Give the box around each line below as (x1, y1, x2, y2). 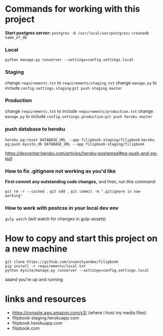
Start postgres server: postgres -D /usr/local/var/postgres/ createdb (5, 30, 149, 36)
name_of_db (5, 35, 27, 40)
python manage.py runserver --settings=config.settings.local (5, 58, 134, 62)
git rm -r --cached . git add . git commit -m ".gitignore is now (5, 189, 141, 194)
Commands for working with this (5, 3, 140, 15)
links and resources (5, 294, 87, 304)
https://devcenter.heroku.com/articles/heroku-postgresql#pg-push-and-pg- (5, 150, 158, 157)
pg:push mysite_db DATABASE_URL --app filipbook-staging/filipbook (5, 142, 145, 147)
